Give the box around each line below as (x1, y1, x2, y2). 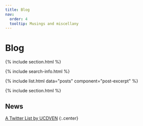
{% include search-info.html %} (5, 68, 70, 74)
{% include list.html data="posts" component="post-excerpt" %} (5, 78, 139, 84)
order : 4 (9, 16, 28, 21)
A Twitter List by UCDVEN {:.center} (5, 115, 78, 121)
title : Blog (5, 7, 30, 12)
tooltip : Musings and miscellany (9, 21, 79, 26)
